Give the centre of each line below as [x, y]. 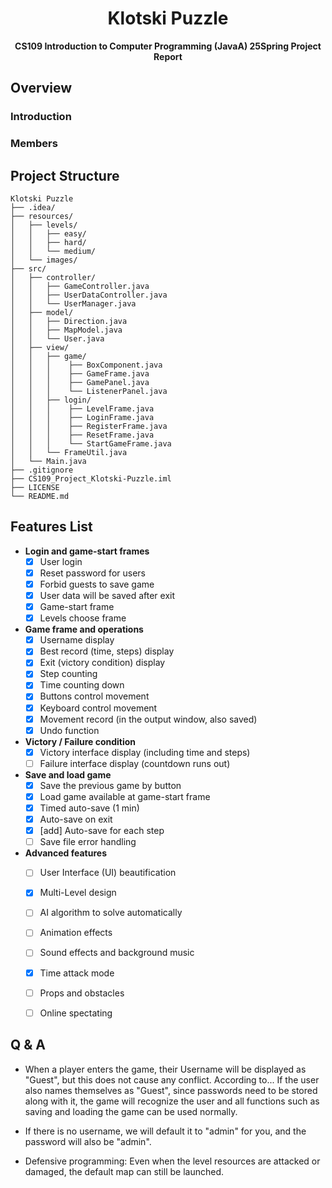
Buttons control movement [94, 696]
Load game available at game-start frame [125, 796]
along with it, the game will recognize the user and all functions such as [172, 1101]
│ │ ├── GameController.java [80, 286]
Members [34, 144]
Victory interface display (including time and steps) [145, 752]
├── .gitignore [42, 470]
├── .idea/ [33, 207]
